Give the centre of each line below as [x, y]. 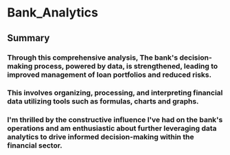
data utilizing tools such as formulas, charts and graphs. [103, 102]
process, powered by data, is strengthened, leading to [126, 66]
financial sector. [35, 145]
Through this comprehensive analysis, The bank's [93, 58]
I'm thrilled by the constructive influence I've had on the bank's [115, 120]
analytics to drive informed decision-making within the [101, 137]
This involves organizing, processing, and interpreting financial [115, 93]
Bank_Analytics [53, 13]
